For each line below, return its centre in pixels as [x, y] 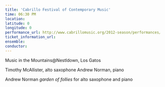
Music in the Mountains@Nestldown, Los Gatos [53, 60]
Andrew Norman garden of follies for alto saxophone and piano [69, 79]
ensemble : [15, 42]
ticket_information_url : [30, 37]
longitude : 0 [18, 28]
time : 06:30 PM [21, 14]
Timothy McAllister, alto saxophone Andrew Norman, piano [65, 70]
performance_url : [23, 32]
